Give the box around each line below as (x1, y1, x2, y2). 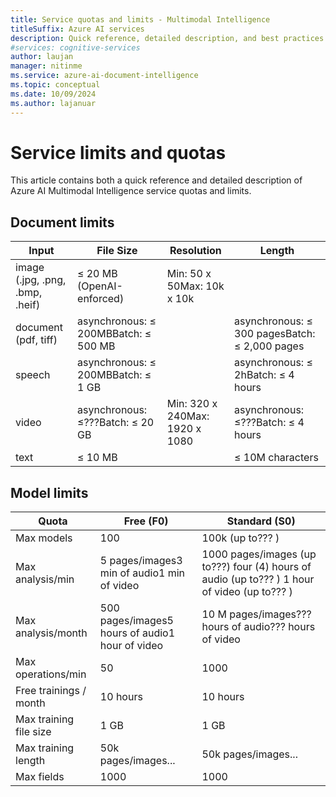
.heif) (15, 298, 41, 312)
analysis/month (15, 626, 88, 640)
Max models (15, 531, 73, 545)
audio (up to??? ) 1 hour (201, 572, 315, 586)
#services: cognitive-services (10, 42, 141, 53)
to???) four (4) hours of (201, 560, 312, 574)
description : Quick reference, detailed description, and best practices (10, 33, 325, 43)
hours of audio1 (99, 626, 176, 640)
